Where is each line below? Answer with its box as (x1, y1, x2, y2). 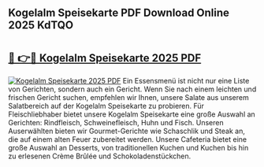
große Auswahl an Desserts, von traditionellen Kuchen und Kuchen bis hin (8, 143, 249, 152)
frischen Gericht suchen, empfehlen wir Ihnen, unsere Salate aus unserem (8, 93, 250, 102)
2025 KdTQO (8, 19, 74, 32)
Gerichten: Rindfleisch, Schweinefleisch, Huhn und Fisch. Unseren (8, 118, 224, 127)
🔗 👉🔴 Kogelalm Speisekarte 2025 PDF (8, 51, 202, 65)
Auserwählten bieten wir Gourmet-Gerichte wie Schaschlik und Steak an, (8, 126, 246, 135)
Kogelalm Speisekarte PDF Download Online (8, 6, 230, 20)
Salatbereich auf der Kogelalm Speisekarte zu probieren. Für (8, 102, 205, 110)
